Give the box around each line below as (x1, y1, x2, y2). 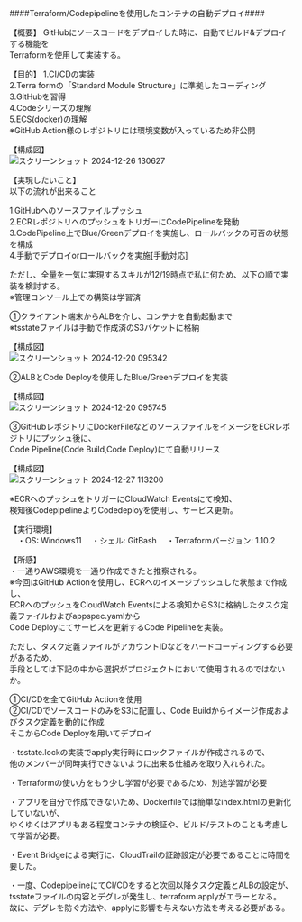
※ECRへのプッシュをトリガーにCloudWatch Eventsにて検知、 (9, 494, 237, 504)
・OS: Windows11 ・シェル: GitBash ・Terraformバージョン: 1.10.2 (16, 535, 276, 545)
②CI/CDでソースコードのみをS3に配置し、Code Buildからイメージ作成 (9, 706, 275, 716)
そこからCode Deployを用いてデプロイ (9, 728, 153, 738)
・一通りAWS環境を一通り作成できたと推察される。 (9, 566, 201, 576)
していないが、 (9, 808, 65, 818)
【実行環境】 (9, 524, 57, 534)
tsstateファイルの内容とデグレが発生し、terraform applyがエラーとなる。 (9, 891, 282, 901)
